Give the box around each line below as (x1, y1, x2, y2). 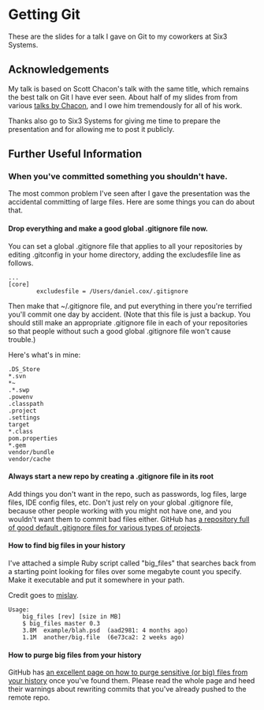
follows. (8, 258, 34, 268)
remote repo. (8, 693, 50, 702)
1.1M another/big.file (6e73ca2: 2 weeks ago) (22, 633, 185, 641)
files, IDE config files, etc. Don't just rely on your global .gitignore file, (8, 498, 233, 507)
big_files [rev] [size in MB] (22, 613, 122, 621)
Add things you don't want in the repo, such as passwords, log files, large (8, 489, 247, 498)
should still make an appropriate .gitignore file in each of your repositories (8, 317, 248, 327)
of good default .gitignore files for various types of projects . (8, 523, 203, 532)
